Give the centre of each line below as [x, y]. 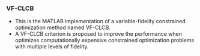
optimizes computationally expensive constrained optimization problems [105, 41]
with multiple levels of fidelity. [52, 46]
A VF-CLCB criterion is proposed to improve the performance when [98, 34]
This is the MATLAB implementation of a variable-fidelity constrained [100, 21]
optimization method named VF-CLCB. [63, 27]
